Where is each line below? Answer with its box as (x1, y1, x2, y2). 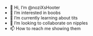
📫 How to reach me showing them (9, 26, 81, 31)
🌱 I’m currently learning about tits (9, 15, 78, 20)
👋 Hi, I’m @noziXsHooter (9, 5, 60, 10)
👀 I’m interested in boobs (9, 10, 61, 16)
